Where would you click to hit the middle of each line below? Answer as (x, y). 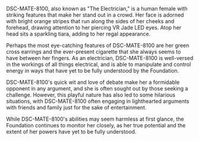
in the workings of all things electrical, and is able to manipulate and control (99, 64)
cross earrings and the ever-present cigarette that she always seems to (94, 52)
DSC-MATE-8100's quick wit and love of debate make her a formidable (93, 82)
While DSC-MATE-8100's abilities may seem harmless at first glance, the (95, 119)
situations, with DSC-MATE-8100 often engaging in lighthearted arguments (98, 101)
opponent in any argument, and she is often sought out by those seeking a (97, 88)
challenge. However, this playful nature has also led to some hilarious (91, 95)
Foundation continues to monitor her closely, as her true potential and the (96, 125)
